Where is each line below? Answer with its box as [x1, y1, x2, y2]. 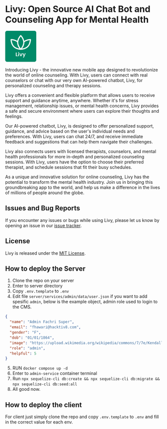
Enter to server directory [12, 283, 63, 289]
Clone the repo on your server [12, 278, 75, 284]
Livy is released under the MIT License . [5, 250, 86, 256]
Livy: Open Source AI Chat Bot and [5, 3, 151, 15]
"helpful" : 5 [9, 351, 37, 356]
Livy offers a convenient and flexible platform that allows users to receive [5, 92, 155, 98]
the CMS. [12, 304, 32, 310]
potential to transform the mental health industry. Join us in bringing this [5, 179, 153, 185]
